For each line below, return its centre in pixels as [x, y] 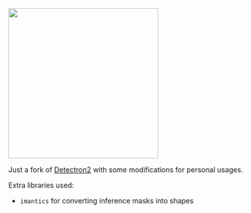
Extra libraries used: [41, 185]
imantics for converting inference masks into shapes [107, 201]
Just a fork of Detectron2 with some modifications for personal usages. [126, 170]
